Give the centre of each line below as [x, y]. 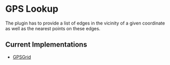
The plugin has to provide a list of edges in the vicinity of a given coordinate [85, 23]
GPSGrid [22, 57]
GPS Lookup [32, 9]
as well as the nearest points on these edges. [53, 28]
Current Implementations [46, 45]
